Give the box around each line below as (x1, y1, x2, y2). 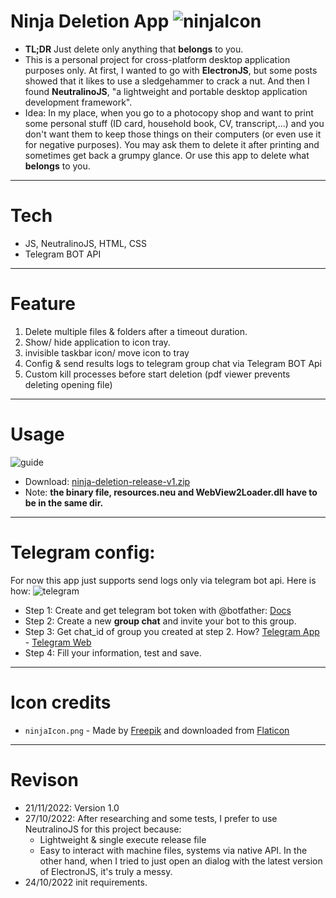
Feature (10, 293, 76, 315)
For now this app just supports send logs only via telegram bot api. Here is (10, 574, 317, 586)
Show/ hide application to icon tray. (24, 336, 171, 348)
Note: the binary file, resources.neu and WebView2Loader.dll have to (24, 486, 318, 498)
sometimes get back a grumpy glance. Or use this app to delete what (24, 149, 310, 161)
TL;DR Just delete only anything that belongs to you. (24, 43, 244, 55)
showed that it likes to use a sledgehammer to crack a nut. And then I (24, 75, 310, 87)
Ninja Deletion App (10, 10, 170, 33)
